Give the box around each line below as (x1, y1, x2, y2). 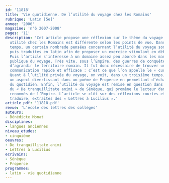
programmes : (5, 166, 30, 171)
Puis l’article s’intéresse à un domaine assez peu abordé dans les (10, 54, 156, 59)
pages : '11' (5, 31, 30, 36)
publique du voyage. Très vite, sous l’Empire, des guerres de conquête (10, 59, 165, 64)
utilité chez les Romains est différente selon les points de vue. (10, 40, 154, 45)
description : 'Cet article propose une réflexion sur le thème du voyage (5, 36, 163, 41)
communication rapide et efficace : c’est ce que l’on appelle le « (10, 68, 156, 73)
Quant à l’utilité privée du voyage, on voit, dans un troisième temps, (10, 73, 165, 78)
